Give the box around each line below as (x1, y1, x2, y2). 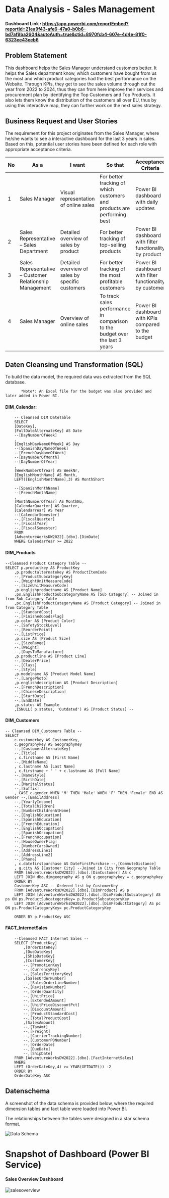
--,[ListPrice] (14, 632, 46, 637)
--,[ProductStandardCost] (23, 1012, 78, 1017)
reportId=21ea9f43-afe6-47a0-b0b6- (5, 26, 87, 32)
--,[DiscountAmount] (23, 1007, 66, 1012)
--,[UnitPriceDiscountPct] (23, 1002, 80, 1008)
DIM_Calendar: (5, 404, 37, 410)
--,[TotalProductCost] (23, 1016, 71, 1021)
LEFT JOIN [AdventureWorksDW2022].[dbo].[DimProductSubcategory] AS (14, 892, 161, 897)
